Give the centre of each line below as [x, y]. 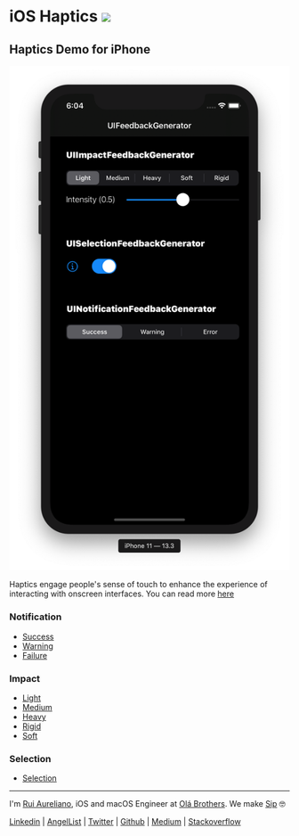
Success [38, 636]
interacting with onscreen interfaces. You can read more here [121, 594]
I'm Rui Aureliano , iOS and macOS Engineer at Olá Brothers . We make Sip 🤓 [148, 804]
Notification [36, 617]
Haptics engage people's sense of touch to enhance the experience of [139, 585]
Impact [25, 678]
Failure [34, 655]
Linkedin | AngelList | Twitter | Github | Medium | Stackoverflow [125, 822]
